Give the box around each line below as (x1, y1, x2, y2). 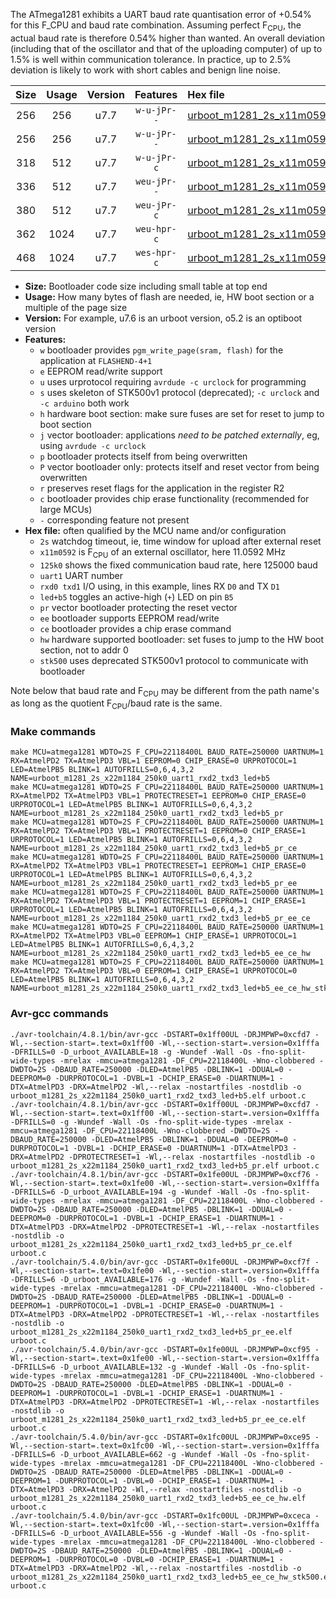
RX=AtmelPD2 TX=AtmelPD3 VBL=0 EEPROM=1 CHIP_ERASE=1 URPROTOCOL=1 (10, 931, 298, 941)
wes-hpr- (135, 247, 177, 258)
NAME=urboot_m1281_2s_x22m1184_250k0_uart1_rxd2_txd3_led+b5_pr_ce (10, 844, 298, 854)
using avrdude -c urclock (39, 439, 147, 451)
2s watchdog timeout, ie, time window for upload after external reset (39, 535, 322, 547)
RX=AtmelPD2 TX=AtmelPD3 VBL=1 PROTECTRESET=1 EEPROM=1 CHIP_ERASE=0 (10, 861, 307, 871)
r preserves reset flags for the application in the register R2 (39, 482, 285, 494)
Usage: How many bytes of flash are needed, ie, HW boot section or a (24, 290, 315, 303)
